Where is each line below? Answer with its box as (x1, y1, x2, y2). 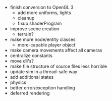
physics (10, 79, 27, 85)
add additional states (10, 74, 54, 80)
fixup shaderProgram (17, 20, 62, 26)
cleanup (17, 15, 35, 21)
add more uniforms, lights (17, 10, 72, 16)
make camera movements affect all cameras (10, 47, 102, 53)
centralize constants (10, 53, 53, 59)
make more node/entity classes (10, 36, 76, 42)
